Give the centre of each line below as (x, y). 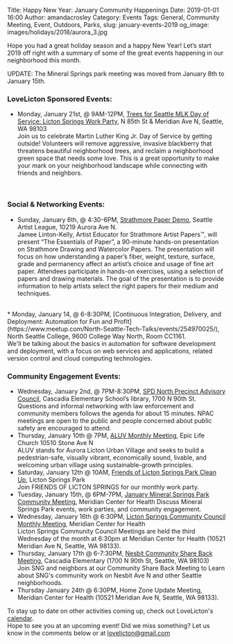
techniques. (34, 293)
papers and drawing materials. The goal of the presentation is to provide (120, 278)
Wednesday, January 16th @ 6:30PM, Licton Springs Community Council (121, 516)
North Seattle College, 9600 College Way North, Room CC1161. (97, 336)
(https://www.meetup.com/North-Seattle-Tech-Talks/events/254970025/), (113, 329)
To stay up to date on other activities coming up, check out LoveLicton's (110, 611)
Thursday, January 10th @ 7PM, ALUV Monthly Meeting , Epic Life (111, 435)
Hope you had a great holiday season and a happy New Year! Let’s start (109, 45)
